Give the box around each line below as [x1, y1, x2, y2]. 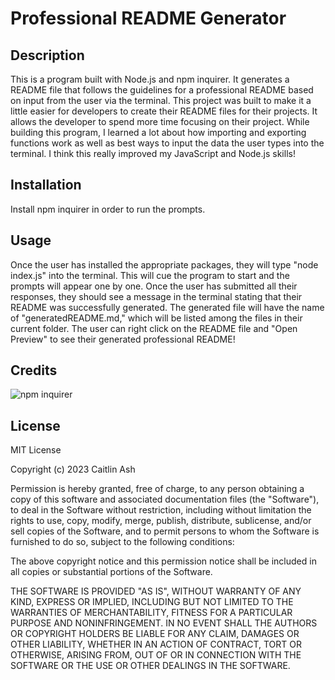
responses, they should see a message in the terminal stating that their [10, 290, 303, 302]
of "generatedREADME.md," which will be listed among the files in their [10, 312, 303, 324]
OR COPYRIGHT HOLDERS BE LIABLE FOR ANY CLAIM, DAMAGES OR [10, 628, 300, 640]
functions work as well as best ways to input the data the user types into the [10, 137, 325, 149]
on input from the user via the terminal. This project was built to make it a [10, 95, 312, 106]
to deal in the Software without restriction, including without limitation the [10, 504, 312, 516]
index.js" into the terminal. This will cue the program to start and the [10, 269, 290, 281]
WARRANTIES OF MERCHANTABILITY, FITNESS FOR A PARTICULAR [10, 607, 293, 619]
